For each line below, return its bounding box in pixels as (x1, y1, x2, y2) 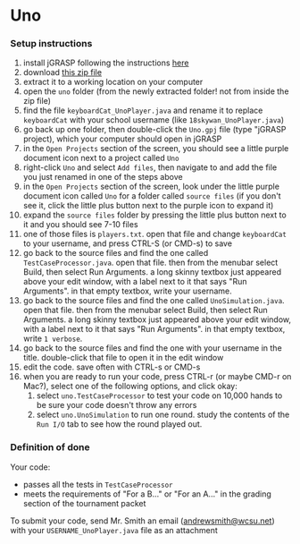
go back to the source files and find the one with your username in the (22, 343, 282, 353)
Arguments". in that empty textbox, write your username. (22, 285, 232, 296)
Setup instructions (10, 38, 93, 50)
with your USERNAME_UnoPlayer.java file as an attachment (10, 524, 218, 535)
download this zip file (22, 67, 102, 78)
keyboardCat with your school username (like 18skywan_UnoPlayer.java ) (22, 115, 285, 125)
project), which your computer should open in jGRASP (22, 133, 222, 144)
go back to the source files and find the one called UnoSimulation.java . (22, 295, 285, 306)
